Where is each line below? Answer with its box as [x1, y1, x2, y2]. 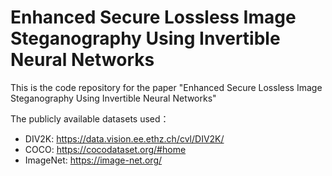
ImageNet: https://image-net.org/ [24, 154, 163, 166]
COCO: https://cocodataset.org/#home [24, 143, 187, 155]
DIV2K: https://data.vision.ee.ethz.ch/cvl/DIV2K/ [24, 132, 225, 145]
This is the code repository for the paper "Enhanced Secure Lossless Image [10, 81, 323, 93]
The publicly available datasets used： [10, 112, 170, 125]
